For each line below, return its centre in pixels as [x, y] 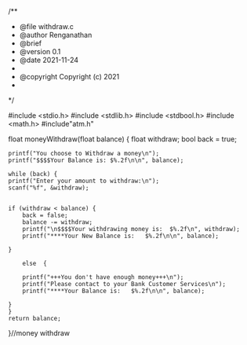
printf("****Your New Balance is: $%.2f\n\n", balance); [121, 236]
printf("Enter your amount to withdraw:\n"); [84, 181]
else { [35, 263]
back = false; [45, 215]
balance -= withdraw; [57, 222]
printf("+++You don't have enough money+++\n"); [103, 277]
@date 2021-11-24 [49, 60]
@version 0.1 [40, 51]
